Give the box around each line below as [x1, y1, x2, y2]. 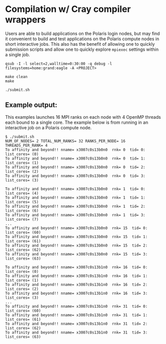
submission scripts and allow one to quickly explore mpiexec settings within [5, 46, 159, 52]
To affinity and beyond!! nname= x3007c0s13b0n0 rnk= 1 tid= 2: [5, 204, 146, 209]
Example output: [5, 101, 58, 109]
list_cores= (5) [5, 199, 39, 204]
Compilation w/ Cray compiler [5, 3, 131, 15]
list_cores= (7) [5, 217, 39, 222]
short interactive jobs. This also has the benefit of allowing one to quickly [5, 41, 155, 47]
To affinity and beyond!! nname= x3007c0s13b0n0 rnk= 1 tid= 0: [5, 186, 146, 191]
